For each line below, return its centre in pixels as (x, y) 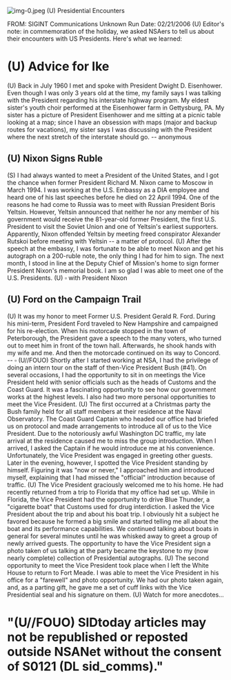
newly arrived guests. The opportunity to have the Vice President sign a (109, 543)
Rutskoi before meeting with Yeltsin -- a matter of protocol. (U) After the (109, 241)
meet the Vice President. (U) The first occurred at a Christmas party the (109, 404)
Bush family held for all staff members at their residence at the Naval (104, 411)
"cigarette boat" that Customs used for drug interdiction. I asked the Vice (111, 506)
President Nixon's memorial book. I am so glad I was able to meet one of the (115, 270)
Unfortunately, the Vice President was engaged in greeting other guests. (110, 455)
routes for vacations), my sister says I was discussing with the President (110, 129)
